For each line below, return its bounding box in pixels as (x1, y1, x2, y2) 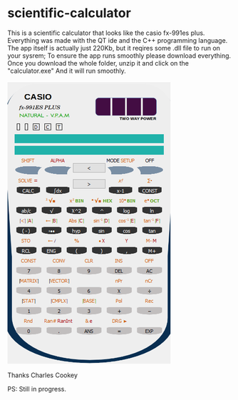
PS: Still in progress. (7, 384, 66, 393)
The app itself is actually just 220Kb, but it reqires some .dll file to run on (7, 43, 221, 52)
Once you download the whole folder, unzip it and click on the (7, 58, 190, 67)
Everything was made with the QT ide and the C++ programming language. (7, 36, 228, 44)
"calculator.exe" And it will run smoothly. (7, 66, 126, 75)
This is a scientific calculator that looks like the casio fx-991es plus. (7, 29, 205, 37)
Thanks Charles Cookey (7, 371, 78, 379)
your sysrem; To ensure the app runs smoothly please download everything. (7, 51, 232, 60)
